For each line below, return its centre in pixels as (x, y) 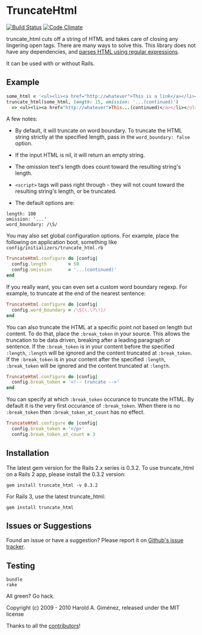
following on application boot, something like (62, 242)
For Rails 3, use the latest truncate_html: (56, 496)
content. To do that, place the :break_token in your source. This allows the (98, 333)
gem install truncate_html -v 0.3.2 (52, 485)
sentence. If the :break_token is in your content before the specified (90, 346)
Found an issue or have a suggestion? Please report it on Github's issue (95, 540)
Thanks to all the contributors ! (44, 626)
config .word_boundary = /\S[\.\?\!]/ (59, 310)
